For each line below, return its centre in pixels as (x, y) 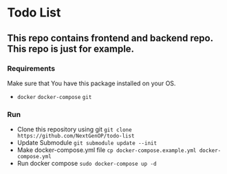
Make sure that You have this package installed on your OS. (91, 83)
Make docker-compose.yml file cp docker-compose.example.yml (107, 150)
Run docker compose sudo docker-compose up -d (87, 164)
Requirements (31, 68)
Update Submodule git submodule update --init (87, 143)
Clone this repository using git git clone (74, 129)
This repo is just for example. (71, 48)
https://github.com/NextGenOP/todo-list (76, 136)
